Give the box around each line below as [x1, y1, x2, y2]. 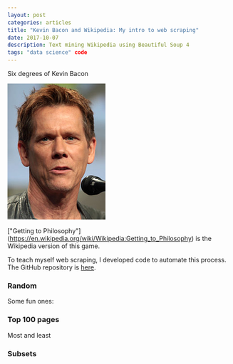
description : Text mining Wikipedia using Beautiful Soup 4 [7, 41, 190, 49]
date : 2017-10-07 [7, 34, 59, 41]
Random [7, 281, 37, 291]
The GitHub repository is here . [7, 263, 96, 272]
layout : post [7, 11, 46, 18]
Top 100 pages [7, 315, 60, 325]
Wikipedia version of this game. [7, 242, 100, 250]
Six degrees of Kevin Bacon [7, 70, 89, 77]
